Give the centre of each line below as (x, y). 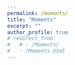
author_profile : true (38, 32)
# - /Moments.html (36, 51)
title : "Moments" (32, 20)
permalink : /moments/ (38, 13)
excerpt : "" (24, 26)
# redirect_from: (32, 39)
